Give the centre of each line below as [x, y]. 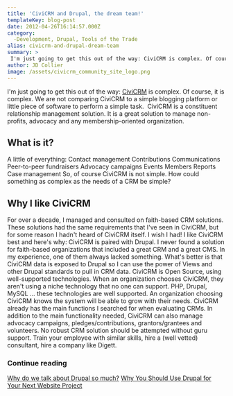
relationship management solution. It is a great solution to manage [102, 113]
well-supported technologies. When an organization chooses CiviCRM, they [115, 279]
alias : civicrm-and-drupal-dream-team [63, 46]
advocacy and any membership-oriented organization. [107, 121]
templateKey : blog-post [42, 20]
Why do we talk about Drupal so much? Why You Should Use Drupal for [109, 378]
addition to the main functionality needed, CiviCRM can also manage [105, 316]
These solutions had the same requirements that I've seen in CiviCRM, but [113, 227]
